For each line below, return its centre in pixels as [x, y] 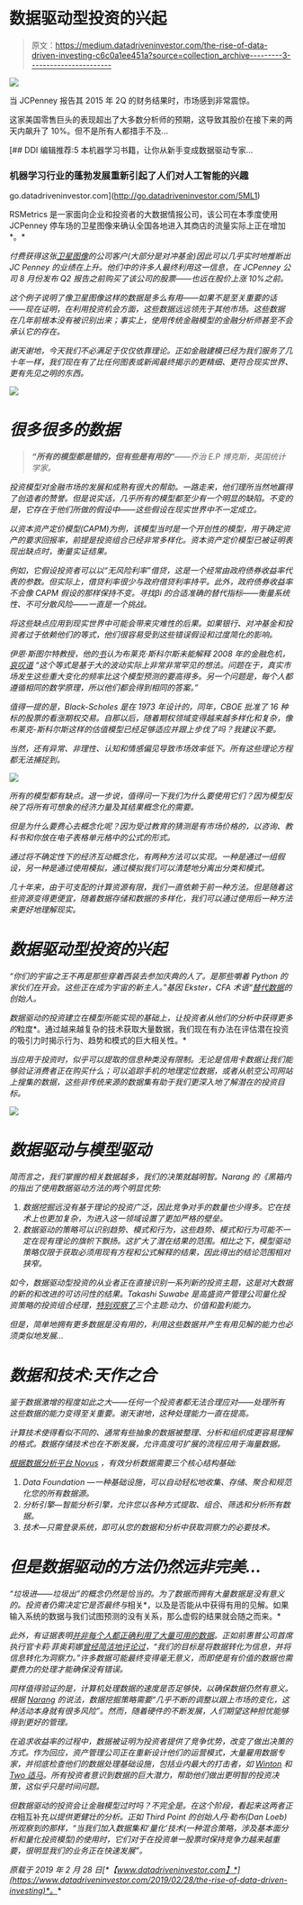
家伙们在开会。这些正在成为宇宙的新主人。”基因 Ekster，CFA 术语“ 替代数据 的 [151, 987]
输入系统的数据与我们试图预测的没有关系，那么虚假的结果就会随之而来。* [145, 1616]
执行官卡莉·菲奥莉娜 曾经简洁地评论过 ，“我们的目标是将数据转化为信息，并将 [150, 1646]
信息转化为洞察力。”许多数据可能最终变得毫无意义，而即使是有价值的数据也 [147, 1658]
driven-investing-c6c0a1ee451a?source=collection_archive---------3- [161, 55]
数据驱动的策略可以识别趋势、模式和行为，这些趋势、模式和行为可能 [148, 1230]
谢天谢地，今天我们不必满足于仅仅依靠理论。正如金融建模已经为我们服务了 [147, 351]
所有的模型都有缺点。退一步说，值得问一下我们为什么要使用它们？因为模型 [147, 796]
